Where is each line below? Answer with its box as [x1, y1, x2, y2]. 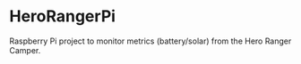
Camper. [9, 44, 41, 55]
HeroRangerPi [9, 6, 116, 27]
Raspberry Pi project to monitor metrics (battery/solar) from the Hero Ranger [9, 36, 292, 46]
